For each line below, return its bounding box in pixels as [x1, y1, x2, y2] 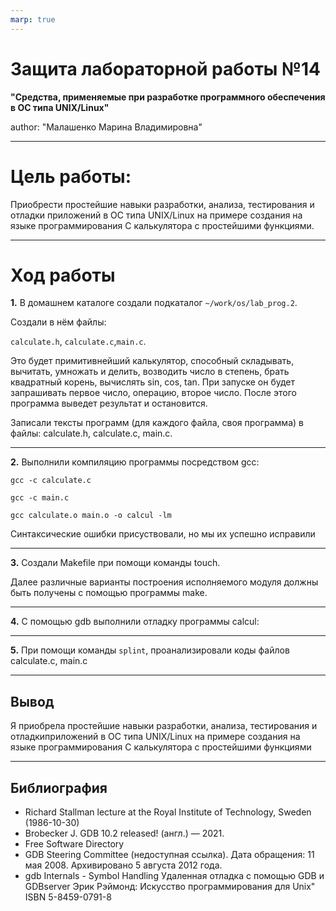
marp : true [10, 14, 56, 25]
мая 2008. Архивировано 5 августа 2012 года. [24, 859, 223, 871]
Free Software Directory [24, 838, 125, 850]
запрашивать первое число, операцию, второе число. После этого [10, 387, 297, 399]
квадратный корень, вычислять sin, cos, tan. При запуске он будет [10, 376, 296, 388]
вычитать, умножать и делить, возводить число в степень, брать [10, 366, 290, 378]
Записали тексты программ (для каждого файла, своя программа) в [10, 417, 304, 429]
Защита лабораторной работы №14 [10, 57, 321, 80]
